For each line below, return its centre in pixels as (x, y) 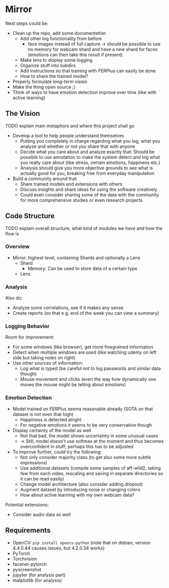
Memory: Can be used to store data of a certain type (82, 268)
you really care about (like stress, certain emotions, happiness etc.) (90, 162)
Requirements (28, 531)
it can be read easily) (42, 479)
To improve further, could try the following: (57, 452)
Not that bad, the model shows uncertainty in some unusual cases (89, 436)
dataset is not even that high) (43, 414)
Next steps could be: (27, 23)
